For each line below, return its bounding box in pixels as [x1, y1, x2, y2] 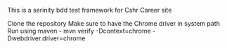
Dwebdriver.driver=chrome [7, 34, 86, 42]
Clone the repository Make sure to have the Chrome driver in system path [7, 19, 220, 27]
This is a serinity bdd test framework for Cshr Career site [7, 6, 172, 14]
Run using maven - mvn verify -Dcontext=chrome [7, 27, 151, 35]
